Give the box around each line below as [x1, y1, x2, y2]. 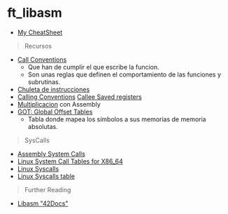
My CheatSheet [17, 28, 63, 36]
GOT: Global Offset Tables [17, 107, 93, 116]
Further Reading [24, 185, 71, 194]
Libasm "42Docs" [17, 199, 69, 208]
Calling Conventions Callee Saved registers [17, 93, 142, 101]
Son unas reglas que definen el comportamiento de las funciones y [27, 70, 222, 79]
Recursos [24, 41, 52, 50]
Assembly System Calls [17, 149, 85, 158]
